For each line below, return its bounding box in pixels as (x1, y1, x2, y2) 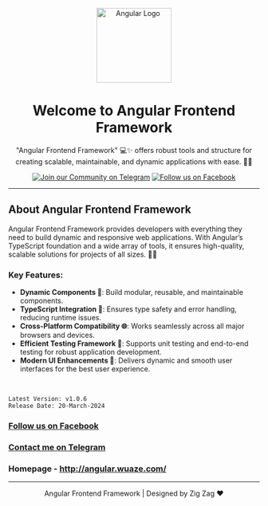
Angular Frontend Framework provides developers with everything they (8, 224, 242, 233)
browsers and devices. (19, 331, 96, 340)
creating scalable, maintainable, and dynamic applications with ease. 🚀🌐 (15, 156, 253, 167)
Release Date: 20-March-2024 (8, 402, 105, 410)
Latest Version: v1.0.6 (8, 395, 88, 403)
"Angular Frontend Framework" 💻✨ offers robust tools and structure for (15, 145, 253, 155)
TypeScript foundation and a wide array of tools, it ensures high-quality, (8, 241, 245, 250)
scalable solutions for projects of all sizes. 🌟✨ (8, 249, 158, 259)
